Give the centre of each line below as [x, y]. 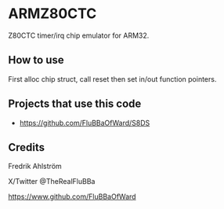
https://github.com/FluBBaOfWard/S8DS [85, 123]
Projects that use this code [75, 104]
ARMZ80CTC [52, 14]
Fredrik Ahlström [35, 167]
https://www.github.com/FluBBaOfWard [72, 196]
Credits [27, 147]
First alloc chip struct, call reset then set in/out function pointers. [112, 79]
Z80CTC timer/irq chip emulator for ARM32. [79, 35]
